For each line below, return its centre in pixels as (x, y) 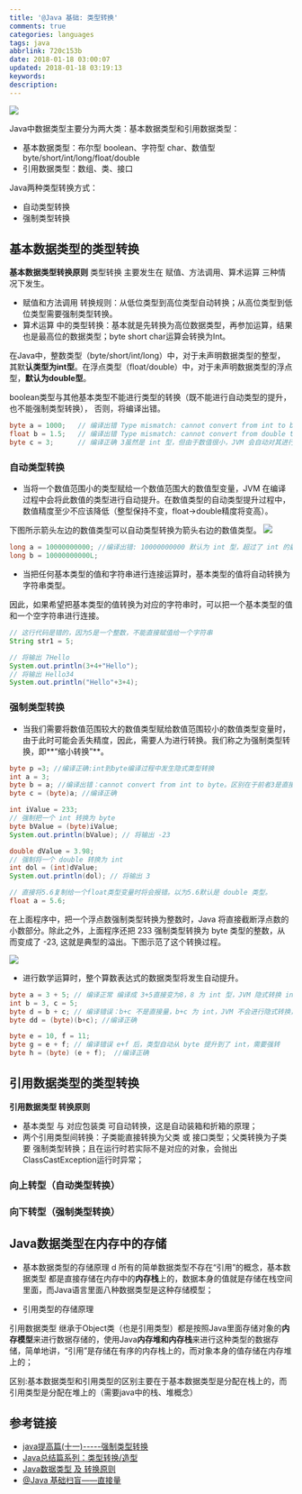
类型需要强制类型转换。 (74, 314)
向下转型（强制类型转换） (65, 1211)
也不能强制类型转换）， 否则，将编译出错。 (87, 409)
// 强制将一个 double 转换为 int (67, 860)
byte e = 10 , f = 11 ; (50, 1036)
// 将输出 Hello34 (42, 674)
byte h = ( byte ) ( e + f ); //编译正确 (80, 1053)
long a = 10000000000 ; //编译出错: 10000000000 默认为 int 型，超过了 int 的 (150, 547)
